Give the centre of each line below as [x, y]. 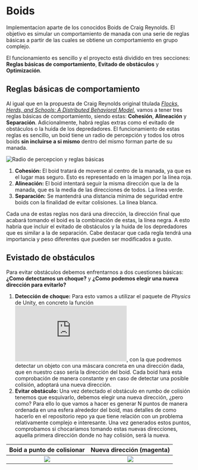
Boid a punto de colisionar [47, 450]
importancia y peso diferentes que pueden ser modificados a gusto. [89, 239]
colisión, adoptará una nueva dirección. [63, 384]
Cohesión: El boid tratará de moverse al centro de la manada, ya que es [103, 171]
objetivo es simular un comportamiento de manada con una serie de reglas [98, 33]
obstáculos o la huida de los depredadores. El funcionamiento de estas [93, 128]
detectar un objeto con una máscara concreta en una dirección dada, [100, 365]
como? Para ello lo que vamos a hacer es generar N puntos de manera [101, 403]
